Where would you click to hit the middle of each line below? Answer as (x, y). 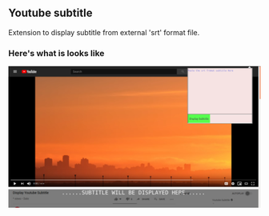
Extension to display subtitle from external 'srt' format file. (104, 32)
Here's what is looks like (56, 53)
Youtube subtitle (50, 13)
